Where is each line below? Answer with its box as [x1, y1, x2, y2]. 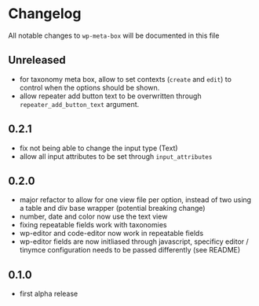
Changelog [8, 5, 82, 23]
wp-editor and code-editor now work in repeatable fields [19, 229, 204, 238]
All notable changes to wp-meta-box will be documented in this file [8, 31, 220, 40]
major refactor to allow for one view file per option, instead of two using [19, 195, 252, 205]
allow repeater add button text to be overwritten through [19, 91, 202, 101]
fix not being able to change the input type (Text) [19, 143, 178, 153]
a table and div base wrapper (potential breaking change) [19, 204, 206, 213]
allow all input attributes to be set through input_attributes [19, 151, 213, 161]
